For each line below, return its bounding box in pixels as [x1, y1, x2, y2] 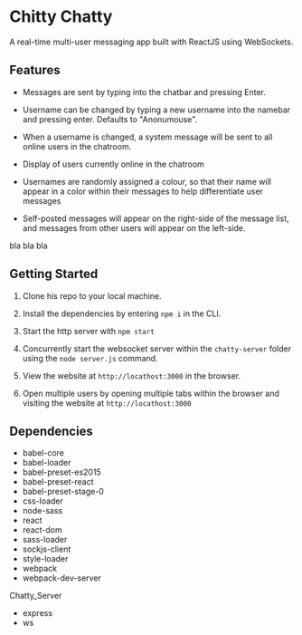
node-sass [22, 505, 63, 516]
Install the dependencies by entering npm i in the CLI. [22, 308, 222, 319]
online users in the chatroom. [22, 140, 132, 151]
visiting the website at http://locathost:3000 [22, 397, 192, 409]
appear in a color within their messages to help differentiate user [22, 186, 264, 197]
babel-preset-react [22, 476, 94, 487]
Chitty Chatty [9, 6, 113, 27]
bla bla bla [9, 240, 48, 251]
